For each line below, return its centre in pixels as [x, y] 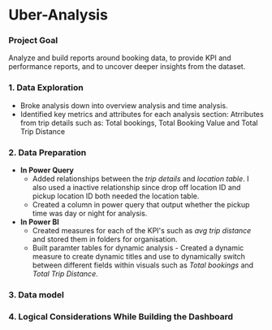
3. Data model [37, 295]
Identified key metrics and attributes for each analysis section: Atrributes [142, 114]
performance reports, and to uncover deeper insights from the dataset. [127, 67]
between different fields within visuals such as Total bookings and [143, 265]
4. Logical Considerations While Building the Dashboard [121, 316]
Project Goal [33, 41]
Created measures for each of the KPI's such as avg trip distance [142, 231]
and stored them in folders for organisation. [105, 239]
